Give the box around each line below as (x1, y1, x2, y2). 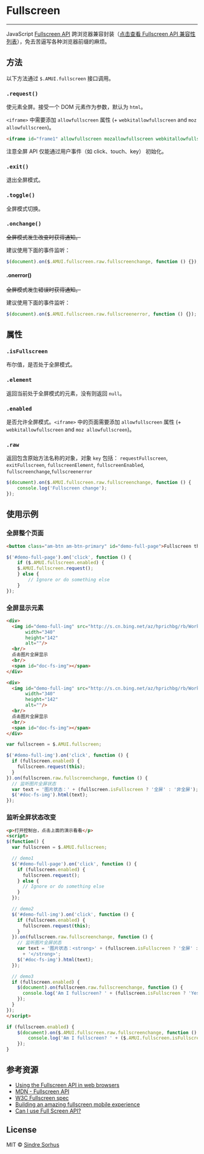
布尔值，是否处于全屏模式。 (6, 361, 76, 368)
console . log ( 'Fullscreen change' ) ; (17, 485, 107, 491)
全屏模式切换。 (6, 205, 44, 212)
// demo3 (12, 973, 34, 980)
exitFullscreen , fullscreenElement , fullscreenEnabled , (6, 461, 144, 469)
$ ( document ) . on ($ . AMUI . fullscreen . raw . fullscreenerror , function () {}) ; (6, 311, 197, 317)
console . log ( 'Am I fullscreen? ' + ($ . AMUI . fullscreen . (28, 1035, 172, 1042)
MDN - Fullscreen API (15, 1088, 70, 1095)
